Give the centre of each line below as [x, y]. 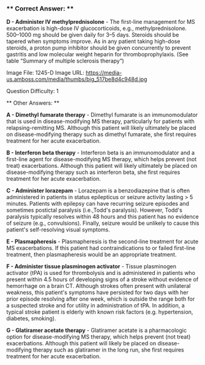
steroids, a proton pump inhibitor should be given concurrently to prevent [99, 48]
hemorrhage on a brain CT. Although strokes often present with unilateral [99, 286]
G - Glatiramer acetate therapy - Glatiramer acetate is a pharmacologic [97, 330]
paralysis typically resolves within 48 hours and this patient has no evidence [102, 217]
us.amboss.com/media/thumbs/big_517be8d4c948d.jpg [77, 79]
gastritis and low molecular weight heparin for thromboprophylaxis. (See [97, 55]
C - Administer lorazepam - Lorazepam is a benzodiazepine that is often [98, 190]
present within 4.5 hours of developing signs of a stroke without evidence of [102, 279]
